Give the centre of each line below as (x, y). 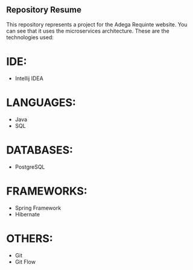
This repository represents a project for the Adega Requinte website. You (97, 24)
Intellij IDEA (29, 78)
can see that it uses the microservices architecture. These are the (88, 31)
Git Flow (25, 262)
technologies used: (30, 37)
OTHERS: (30, 238)
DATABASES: (40, 150)
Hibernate (27, 214)
